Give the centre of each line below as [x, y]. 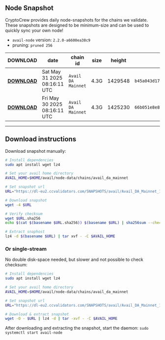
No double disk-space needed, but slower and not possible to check [74, 259]
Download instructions [41, 139]
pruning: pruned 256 [32, 45]
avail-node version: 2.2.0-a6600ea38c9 [51, 40]
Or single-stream [26, 249]
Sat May [52, 72]
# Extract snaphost [25, 232]
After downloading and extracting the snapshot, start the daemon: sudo [77, 328]
